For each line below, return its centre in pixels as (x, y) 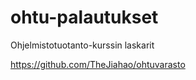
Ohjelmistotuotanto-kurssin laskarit (82, 45)
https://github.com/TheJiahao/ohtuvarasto (98, 64)
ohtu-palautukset (84, 17)
